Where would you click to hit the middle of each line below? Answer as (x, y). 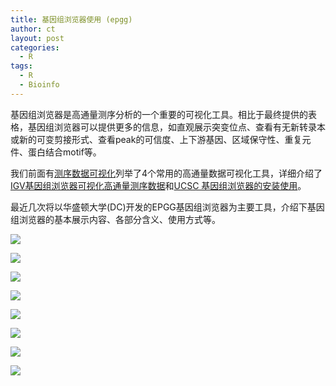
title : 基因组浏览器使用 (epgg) (71, 19)
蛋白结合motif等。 (64, 152)
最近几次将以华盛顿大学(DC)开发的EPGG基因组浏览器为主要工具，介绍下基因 (167, 207)
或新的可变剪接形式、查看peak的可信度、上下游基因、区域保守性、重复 (156, 139)
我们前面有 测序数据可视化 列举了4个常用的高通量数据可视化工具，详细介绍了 (166, 173)
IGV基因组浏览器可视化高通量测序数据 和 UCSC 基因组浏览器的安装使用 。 (158, 185)
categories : (35, 47)
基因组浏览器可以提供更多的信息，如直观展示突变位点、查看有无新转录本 (176, 127)
